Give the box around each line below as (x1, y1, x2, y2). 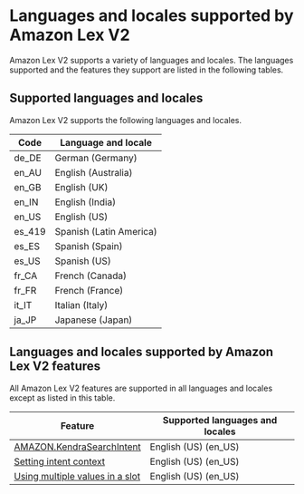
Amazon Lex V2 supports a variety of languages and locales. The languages (9, 54, 294, 65)
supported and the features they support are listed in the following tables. (9, 64, 284, 75)
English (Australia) (54, 166, 133, 179)
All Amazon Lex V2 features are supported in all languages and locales (9, 383, 273, 393)
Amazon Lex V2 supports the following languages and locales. (9, 114, 242, 125)
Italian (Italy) (54, 298, 109, 311)
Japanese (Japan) (54, 314, 133, 326)
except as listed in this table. (9, 392, 116, 403)
